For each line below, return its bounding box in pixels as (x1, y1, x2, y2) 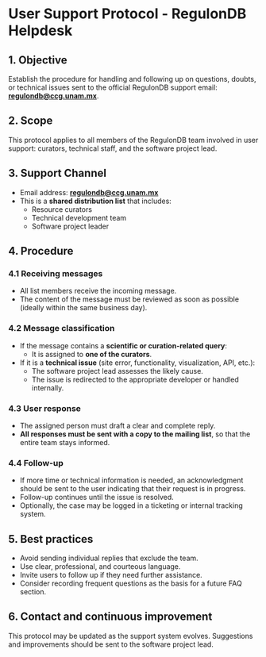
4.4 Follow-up (8, 457, 64, 468)
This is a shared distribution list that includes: (19, 196, 172, 206)
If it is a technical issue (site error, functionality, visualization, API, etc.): (19, 358, 256, 367)
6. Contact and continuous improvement (8, 610, 213, 624)
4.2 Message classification (8, 323, 115, 334)
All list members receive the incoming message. (19, 286, 177, 296)
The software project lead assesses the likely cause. (31, 366, 204, 375)
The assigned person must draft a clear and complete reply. (19, 421, 216, 430)
